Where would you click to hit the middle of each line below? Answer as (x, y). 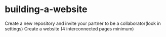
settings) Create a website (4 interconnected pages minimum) (69, 28)
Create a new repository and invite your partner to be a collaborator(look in (83, 23)
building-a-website (46, 9)
